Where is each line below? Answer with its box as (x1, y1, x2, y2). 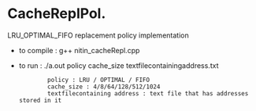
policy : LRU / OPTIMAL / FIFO (47, 76, 150, 84)
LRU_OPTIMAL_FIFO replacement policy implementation (7, 30, 190, 40)
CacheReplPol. (7, 5, 106, 23)
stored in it (18, 96, 62, 104)
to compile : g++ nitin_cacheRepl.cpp (18, 45, 140, 55)
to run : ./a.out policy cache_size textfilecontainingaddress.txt (18, 60, 219, 70)
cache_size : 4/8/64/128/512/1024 (47, 83, 161, 91)
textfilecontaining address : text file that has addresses (47, 89, 249, 98)
